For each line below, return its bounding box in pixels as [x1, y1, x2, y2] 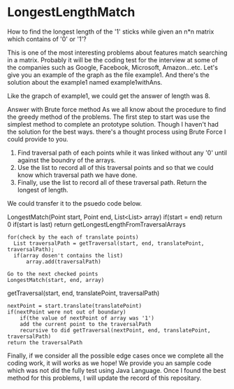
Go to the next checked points [7, 270, 98, 277]
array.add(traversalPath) [25, 258, 101, 265]
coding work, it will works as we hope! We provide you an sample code [7, 358, 212, 367]
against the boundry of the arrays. [17, 155, 117, 164]
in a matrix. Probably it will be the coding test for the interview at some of [7, 55, 218, 64]
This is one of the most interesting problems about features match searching [7, 48, 228, 57]
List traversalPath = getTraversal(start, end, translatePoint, [13, 239, 205, 247]
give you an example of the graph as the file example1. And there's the [7, 71, 210, 79]
